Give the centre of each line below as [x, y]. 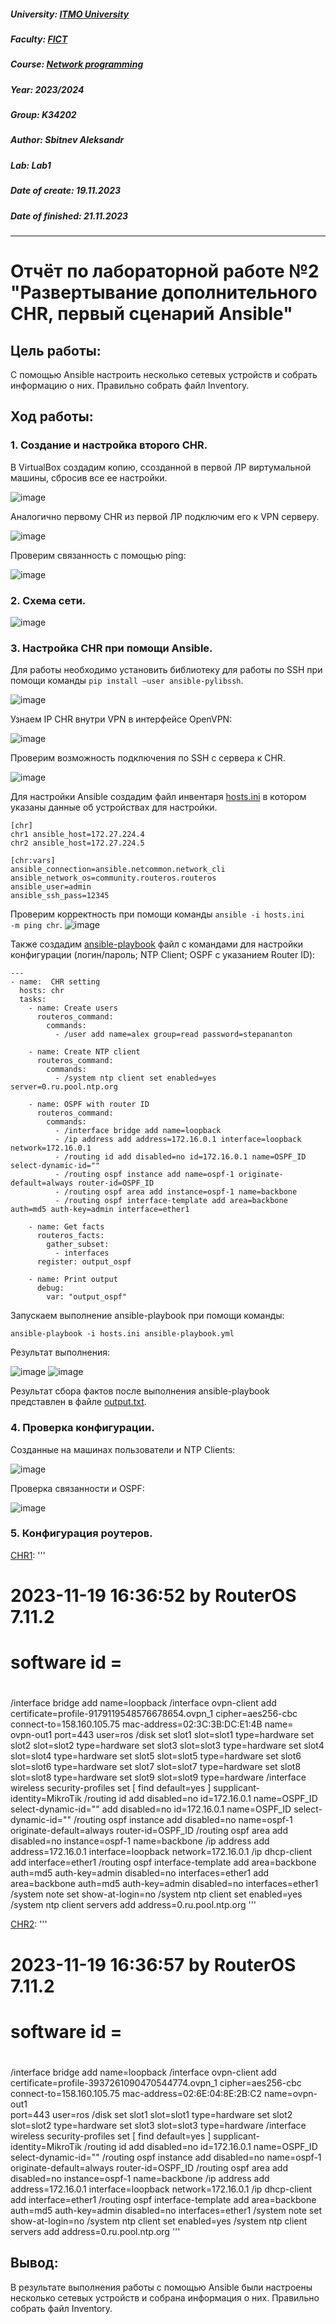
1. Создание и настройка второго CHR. [109, 445]
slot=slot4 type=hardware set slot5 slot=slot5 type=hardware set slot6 [156, 1756]
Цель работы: [56, 350]
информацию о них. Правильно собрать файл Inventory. [130, 385]
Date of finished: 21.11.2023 [69, 216]
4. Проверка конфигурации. [82, 1428]
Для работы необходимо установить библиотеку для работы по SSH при [166, 670]
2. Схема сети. [48, 600]
